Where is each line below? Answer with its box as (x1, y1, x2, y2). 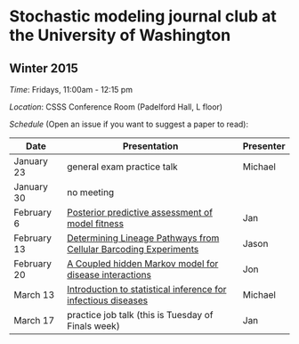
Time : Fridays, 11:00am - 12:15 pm (9, 85, 133, 94)
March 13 (13, 289, 55, 300)
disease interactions (66, 269, 151, 281)
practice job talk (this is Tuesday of (66, 309, 214, 321)
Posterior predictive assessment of (66, 207, 214, 218)
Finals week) (66, 320, 120, 332)
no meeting (66, 186, 115, 198)
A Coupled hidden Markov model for (66, 258, 219, 269)
